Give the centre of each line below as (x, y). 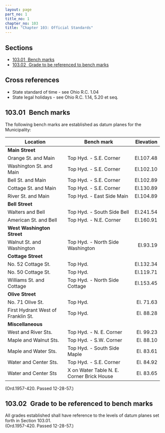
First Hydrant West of (32, 310)
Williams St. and (26, 280)
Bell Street (20, 204)
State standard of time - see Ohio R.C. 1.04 (55, 92)
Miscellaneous (25, 324)
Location (35, 142)
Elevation (146, 142)
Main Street (22, 150)
